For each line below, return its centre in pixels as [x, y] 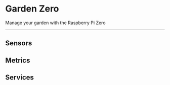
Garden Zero [32, 9]
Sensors [19, 43]
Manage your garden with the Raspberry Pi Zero [55, 23]
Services [20, 78]
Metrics [18, 60]
